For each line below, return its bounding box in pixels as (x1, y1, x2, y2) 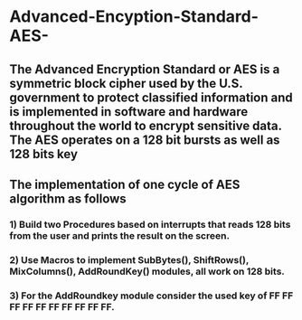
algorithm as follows (9, 191, 127, 206)
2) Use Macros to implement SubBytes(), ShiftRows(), (9, 253, 250, 266)
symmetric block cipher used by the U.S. (9, 75, 243, 91)
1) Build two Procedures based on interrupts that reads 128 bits (9, 218, 291, 231)
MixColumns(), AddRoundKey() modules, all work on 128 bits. (9, 265, 285, 278)
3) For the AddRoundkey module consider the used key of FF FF (9, 289, 294, 302)
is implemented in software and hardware (9, 104, 249, 119)
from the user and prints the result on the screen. (9, 229, 231, 241)
